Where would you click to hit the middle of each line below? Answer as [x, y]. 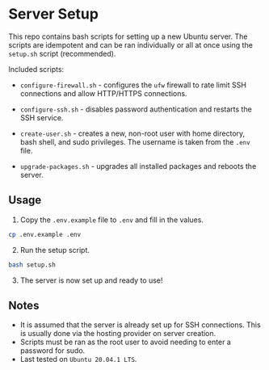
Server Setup [54, 14]
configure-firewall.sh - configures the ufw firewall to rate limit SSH [133, 85]
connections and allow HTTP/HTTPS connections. [103, 93]
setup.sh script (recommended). [62, 53]
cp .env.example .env [45, 234]
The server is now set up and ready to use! [91, 280]
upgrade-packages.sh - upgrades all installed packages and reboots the [138, 166]
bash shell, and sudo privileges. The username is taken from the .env [135, 141]
